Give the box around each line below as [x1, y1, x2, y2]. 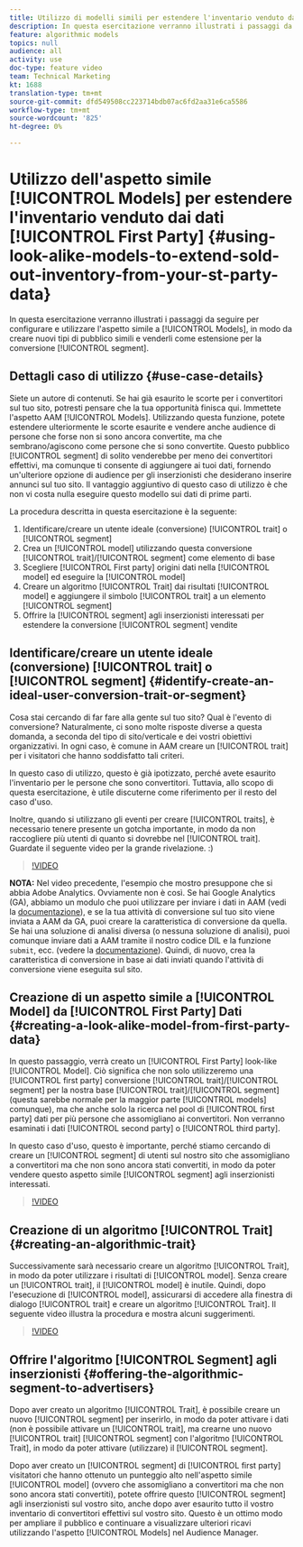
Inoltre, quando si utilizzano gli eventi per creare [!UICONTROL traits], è [9, 814, 275, 824]
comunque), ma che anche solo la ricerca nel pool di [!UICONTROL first [9, 1104, 275, 1115]
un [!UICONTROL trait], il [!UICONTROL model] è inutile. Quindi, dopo [9, 1280, 266, 1291]
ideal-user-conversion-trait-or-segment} [9, 687, 247, 704]
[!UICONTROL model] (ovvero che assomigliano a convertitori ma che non [9, 1479, 284, 1489]
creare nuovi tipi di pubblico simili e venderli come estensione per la [9, 333, 262, 344]
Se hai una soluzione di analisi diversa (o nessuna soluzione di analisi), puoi [9, 925, 290, 936]
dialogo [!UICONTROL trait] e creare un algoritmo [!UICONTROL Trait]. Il [9, 1299, 277, 1310]
